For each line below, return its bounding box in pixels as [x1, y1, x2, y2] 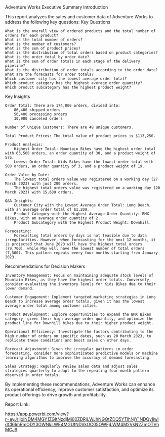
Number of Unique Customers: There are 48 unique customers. [5, 125, 134, 130]
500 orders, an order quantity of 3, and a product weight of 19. [5, 164, 145, 169]
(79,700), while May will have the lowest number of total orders [5, 246, 145, 251]
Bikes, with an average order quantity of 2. [5, 216, 100, 221]
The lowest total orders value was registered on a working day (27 [14, 177, 158, 182]
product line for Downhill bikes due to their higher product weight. [5, 321, 154, 326]
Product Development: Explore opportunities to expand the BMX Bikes [5, 312, 152, 317]
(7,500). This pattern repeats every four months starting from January [5, 250, 158, 255]
